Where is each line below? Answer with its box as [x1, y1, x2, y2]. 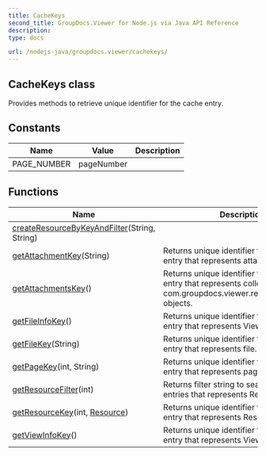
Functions [8, 186, 59, 199]
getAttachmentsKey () [12, 282, 93, 293]
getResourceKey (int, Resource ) [12, 406, 129, 417]
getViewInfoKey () [12, 429, 78, 440]
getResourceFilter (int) [12, 384, 94, 395]
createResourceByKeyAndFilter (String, [12, 222, 156, 233]
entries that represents [163, 389, 248, 400]
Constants [8, 121, 61, 135]
